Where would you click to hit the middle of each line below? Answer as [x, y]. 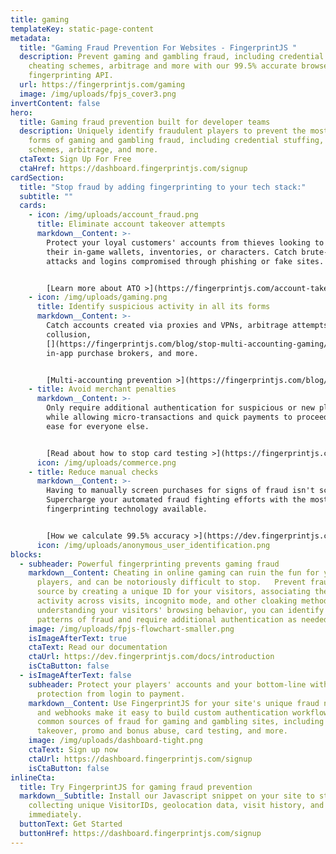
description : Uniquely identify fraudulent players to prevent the [163, 131]
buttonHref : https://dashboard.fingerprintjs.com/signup [140, 833]
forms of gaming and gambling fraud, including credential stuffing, [176, 141]
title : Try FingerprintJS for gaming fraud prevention [136, 787]
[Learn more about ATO [93, 288]
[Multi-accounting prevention [109, 380]
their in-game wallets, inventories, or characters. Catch [172, 252]
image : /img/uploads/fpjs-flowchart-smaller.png [131, 629]
